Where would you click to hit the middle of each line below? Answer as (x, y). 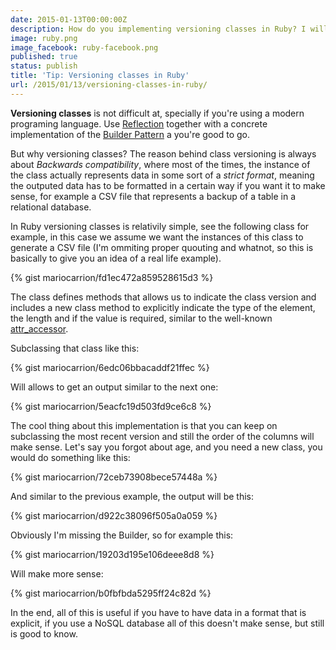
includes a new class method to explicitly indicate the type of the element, (163, 307)
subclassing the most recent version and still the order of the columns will (162, 436)
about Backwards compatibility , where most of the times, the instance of (160, 164)
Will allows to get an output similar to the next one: (114, 387)
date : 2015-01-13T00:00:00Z (69, 19)
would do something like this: (70, 457)
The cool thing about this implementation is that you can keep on (144, 425)
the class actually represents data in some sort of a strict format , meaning (162, 175)
